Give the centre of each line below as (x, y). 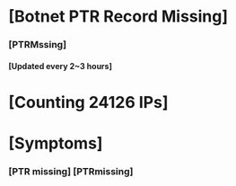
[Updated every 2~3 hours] (61, 66)
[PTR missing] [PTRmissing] (71, 171)
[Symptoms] (56, 143)
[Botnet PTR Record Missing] (118, 17)
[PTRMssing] (38, 45)
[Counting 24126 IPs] (88, 102)
